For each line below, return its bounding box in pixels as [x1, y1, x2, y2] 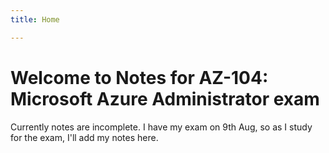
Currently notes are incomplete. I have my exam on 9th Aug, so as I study [10, 121, 313, 133]
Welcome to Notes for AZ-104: [10, 66, 269, 89]
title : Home [10, 14, 60, 25]
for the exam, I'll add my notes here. [10, 131, 159, 143]
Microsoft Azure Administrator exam [10, 87, 320, 110]
